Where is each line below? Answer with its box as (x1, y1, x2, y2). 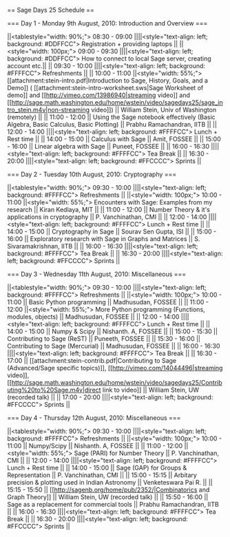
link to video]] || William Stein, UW (102, 386, 200, 394)
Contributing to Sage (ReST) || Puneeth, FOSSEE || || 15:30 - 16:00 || (7, 335, 201, 343)
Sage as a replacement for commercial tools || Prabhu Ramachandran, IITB (7, 501, 219, 508)
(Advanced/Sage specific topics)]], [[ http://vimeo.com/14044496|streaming (7, 364, 223, 372)
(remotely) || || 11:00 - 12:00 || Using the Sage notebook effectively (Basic (7, 113, 216, 121)
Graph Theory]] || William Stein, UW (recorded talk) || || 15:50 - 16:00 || (7, 493, 209, 501)
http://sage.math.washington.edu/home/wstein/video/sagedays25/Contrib (11, 379, 222, 386)
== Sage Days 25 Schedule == (7, 6, 95, 14)
